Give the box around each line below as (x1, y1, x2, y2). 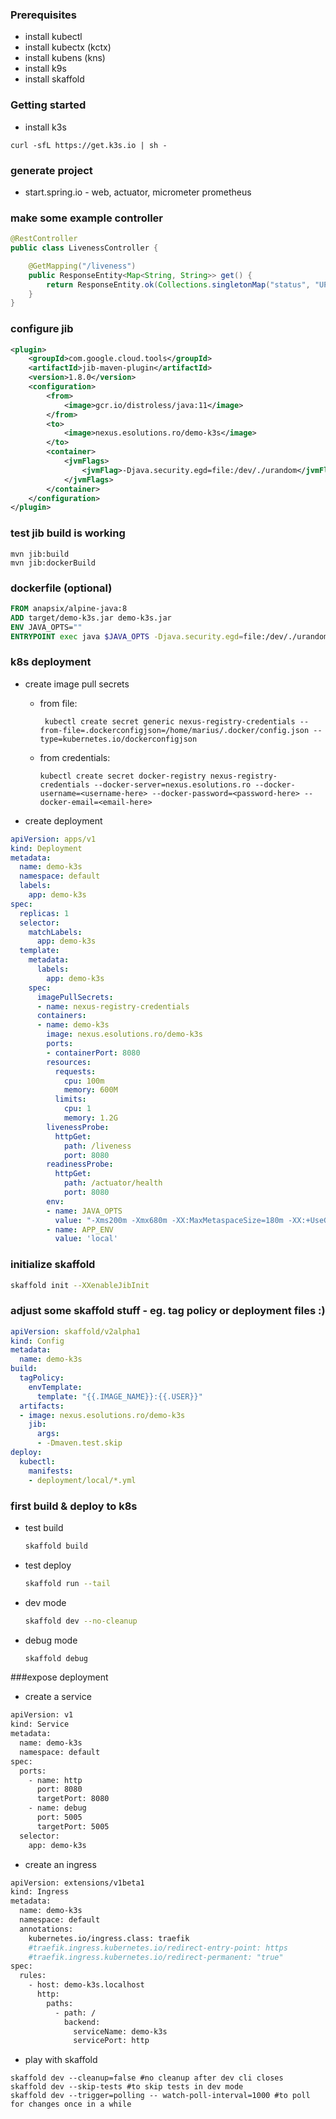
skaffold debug (24, 1653, 89, 1663)
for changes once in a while (10, 2099, 132, 2110)
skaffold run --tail (24, 1578, 111, 1588)
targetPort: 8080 (36, 1794, 110, 1804)
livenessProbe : (46, 1122, 110, 1132)
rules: (19, 1971, 47, 1981)
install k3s (24, 121, 67, 133)
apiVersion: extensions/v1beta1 (10, 1878, 145, 1888)
